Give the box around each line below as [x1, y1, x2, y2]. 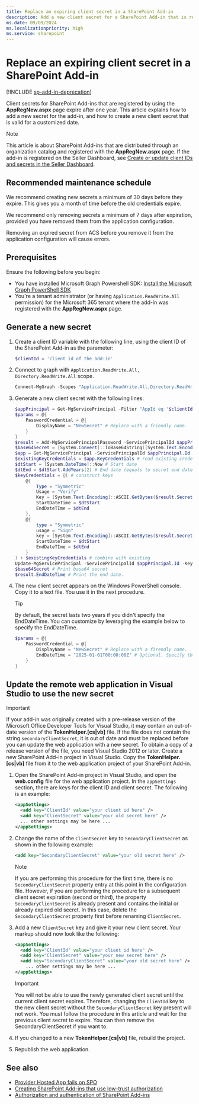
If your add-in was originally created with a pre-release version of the [6, 716, 176, 723]
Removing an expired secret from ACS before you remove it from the [6, 229, 174, 236]
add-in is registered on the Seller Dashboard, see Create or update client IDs [6, 155, 193, 162]
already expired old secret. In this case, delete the [14, 906, 137, 913]
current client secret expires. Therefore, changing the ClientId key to [14, 997, 185, 1004]
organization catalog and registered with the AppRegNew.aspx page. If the [6, 148, 190, 155]
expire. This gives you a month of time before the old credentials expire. [6, 200, 182, 207]
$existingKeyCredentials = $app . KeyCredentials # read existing [14, 456, 177, 462]
